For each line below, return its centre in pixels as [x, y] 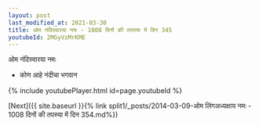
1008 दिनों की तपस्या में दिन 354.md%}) [63, 115]
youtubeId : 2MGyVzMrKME [47, 37]
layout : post [29, 15]
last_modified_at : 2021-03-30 [58, 23]
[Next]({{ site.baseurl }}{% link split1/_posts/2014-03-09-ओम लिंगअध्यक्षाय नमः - [130, 106]
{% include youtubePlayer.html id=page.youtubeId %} [95, 91]
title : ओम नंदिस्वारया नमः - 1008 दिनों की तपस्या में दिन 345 [90, 30]
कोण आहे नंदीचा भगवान [48, 75]
